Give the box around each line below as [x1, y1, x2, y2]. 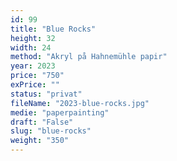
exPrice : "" [10, 80, 60, 90]
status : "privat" [10, 89, 83, 99]
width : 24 [10, 42, 52, 53]
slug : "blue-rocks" [10, 126, 92, 136]
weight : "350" [10, 136, 70, 146]
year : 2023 [10, 61, 56, 71]
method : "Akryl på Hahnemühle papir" [10, 52, 168, 62]
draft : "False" [10, 117, 74, 127]
